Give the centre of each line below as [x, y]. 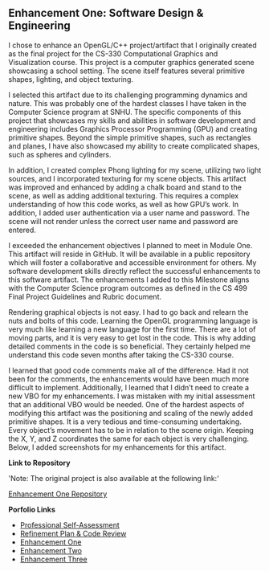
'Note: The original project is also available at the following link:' [114, 478]
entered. [22, 230]
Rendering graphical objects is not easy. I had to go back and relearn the [128, 312]
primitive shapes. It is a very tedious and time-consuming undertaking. [125, 422]
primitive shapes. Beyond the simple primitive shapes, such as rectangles [130, 137]
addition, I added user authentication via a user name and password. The [129, 213]
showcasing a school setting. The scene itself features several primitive [126, 71]
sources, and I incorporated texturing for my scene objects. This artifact [127, 178]
